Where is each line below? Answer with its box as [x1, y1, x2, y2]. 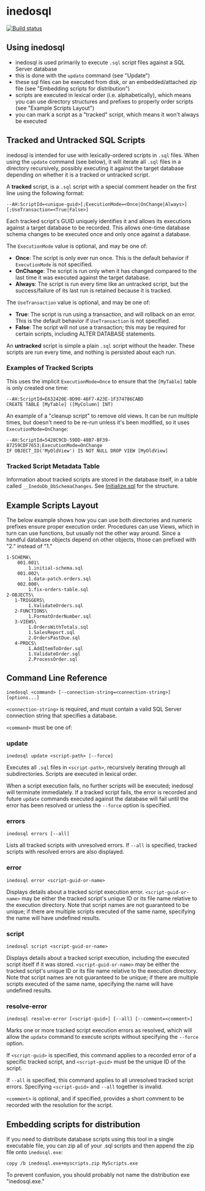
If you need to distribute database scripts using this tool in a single [6, 1136, 174, 1143]
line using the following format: [6, 189, 84, 197]
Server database [15, 65, 58, 72]
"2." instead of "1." [6, 542, 53, 550]
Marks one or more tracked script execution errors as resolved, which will [6, 1027, 192, 1034]
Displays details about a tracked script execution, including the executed [6, 954, 190, 961]
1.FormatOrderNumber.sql [28, 613, 92, 619]
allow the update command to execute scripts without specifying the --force [6, 1033, 199, 1041]
